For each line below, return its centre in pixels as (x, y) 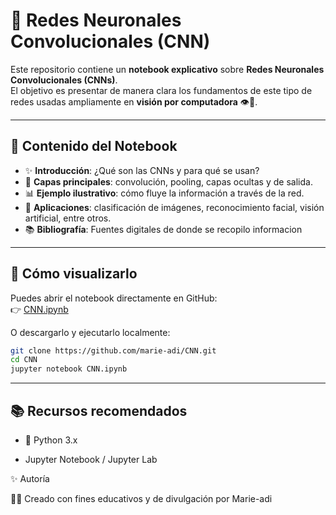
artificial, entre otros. (68, 218)
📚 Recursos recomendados (99, 410)
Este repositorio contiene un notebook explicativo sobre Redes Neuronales (167, 69)
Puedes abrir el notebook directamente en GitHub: (114, 298)
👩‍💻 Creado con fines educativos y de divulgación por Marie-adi (141, 498)
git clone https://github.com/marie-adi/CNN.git (113, 350)
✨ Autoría (30, 478)
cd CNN (24, 360)
